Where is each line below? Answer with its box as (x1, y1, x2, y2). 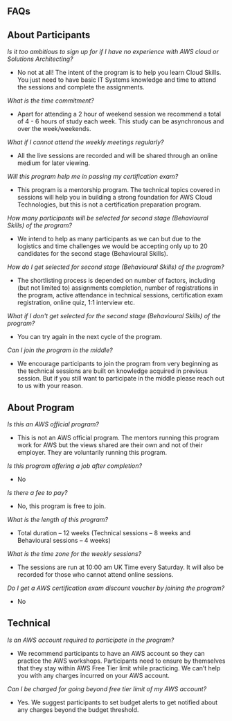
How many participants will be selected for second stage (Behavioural (7, 214, 209, 223)
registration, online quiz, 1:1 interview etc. (17, 298, 135, 307)
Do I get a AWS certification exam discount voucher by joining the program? (7, 584, 225, 592)
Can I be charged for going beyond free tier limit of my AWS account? (7, 684, 207, 693)
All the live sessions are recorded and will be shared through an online (17, 152, 218, 160)
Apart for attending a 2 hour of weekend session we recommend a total (17, 110, 222, 119)
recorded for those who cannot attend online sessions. (17, 571, 174, 579)
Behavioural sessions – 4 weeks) (17, 537, 111, 545)
